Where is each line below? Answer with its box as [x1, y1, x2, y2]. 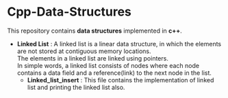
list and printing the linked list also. [27, 83, 125, 91]
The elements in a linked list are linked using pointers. [16, 54, 169, 62]
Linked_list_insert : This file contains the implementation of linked [27, 76, 214, 84]
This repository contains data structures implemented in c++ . [7, 27, 183, 35]
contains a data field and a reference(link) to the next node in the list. [16, 69, 212, 77]
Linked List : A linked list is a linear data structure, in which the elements [16, 39, 221, 48]
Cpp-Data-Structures [7, 4, 131, 20]
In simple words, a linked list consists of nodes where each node [16, 61, 200, 69]
